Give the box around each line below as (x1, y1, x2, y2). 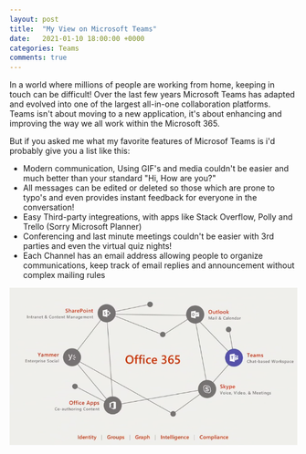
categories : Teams (9, 44, 79, 53)
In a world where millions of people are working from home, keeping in (9, 79, 276, 90)
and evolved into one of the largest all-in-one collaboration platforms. (9, 98, 271, 109)
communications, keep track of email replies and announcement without (22, 260, 295, 271)
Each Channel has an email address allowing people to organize (22, 251, 263, 262)
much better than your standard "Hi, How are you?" (22, 173, 216, 184)
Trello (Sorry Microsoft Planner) (22, 222, 142, 232)
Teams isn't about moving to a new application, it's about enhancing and (9, 108, 282, 119)
